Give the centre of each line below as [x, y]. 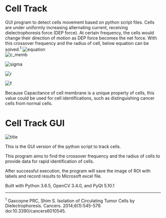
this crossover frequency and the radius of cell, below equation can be [77, 43]
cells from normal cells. [29, 103]
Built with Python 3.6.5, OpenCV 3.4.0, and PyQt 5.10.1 [60, 185]
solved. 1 [13, 49]
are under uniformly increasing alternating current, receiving [67, 27]
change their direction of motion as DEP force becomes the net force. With [81, 38]
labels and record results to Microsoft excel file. [54, 176]
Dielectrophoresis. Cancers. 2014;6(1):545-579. [54, 206]
